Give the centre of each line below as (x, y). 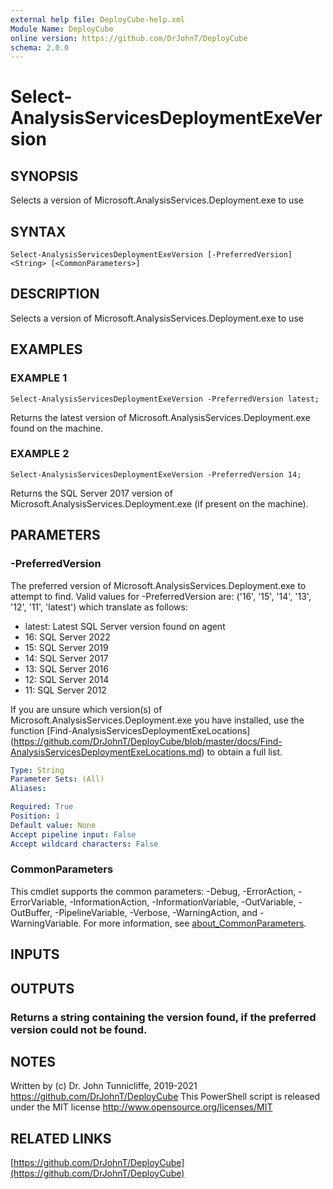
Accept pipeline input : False (73, 834)
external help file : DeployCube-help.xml (98, 19)
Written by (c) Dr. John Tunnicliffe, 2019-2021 (104, 1086)
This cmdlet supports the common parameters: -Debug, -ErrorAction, (153, 891)
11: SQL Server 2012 (65, 690)
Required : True (42, 807)
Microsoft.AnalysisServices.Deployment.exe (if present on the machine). (159, 503)
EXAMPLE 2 (40, 454)
